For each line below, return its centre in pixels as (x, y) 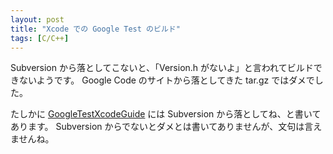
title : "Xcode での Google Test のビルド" (95, 29)
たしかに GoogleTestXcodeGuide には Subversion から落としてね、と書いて (166, 114)
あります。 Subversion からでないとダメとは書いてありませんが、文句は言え (166, 127)
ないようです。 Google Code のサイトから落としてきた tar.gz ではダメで (166, 80)
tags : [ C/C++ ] (40, 38)
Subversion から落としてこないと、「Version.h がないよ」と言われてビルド (162, 68)
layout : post (37, 19)
